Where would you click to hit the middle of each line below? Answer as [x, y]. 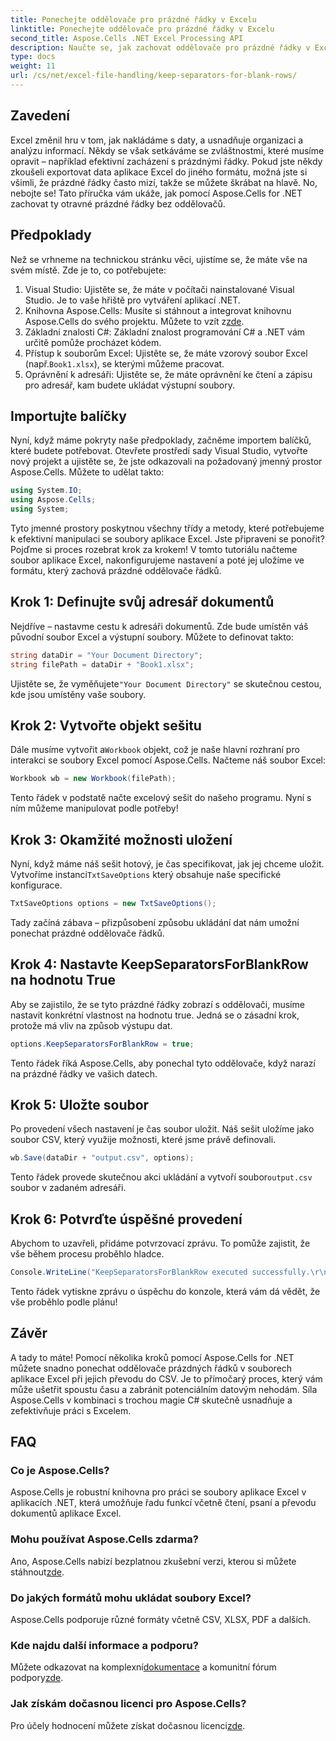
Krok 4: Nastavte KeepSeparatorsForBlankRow [159, 964]
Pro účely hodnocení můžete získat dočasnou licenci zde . [128, 1725]
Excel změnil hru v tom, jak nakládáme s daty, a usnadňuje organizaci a [157, 140]
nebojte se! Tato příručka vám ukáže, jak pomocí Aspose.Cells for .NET [156, 193]
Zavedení [40, 116]
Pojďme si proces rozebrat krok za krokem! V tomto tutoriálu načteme [154, 549]
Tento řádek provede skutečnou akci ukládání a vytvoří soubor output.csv [161, 1177]
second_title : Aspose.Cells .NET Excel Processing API [127, 38]
